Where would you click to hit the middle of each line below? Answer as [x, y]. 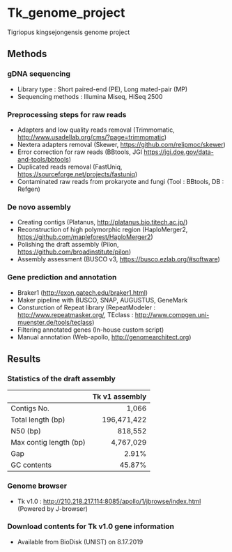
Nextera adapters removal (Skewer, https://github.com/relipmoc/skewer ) [122, 144]
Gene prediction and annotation [62, 277]
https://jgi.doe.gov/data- [179, 152]
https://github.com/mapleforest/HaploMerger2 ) [85, 237]
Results [24, 359]
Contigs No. [30, 408]
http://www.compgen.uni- [172, 314]
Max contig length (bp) [48, 443]
